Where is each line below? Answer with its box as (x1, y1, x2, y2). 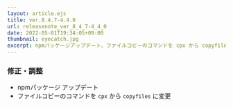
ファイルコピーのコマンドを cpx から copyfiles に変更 (17, 92, 171, 100)
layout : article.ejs (7, 10, 67, 17)
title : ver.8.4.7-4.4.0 (7, 17, 76, 23)
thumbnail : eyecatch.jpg (7, 36, 79, 43)
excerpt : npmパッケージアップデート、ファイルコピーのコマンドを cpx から (7, 42, 200, 49)
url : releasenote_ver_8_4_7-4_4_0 (7, 23, 107, 30)
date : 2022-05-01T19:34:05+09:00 (7, 29, 104, 37)
